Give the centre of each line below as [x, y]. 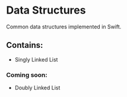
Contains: [25, 45]
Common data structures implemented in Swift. [64, 27]
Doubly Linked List [37, 88]
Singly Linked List [36, 59]
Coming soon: [27, 75]
